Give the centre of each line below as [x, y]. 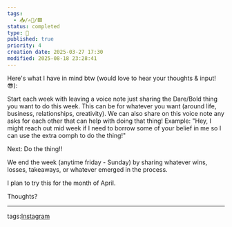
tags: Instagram [29, 216]
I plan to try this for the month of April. [61, 183]
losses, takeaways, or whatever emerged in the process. [87, 169]
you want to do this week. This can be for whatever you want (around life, [112, 106]
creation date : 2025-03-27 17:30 [55, 52]
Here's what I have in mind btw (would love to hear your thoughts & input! [112, 78]
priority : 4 [24, 46]
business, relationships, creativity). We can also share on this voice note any [116, 113]
